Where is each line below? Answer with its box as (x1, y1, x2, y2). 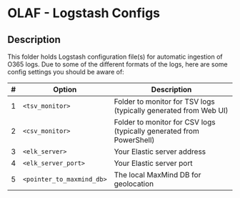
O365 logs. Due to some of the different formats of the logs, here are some (7, 60, 228, 69)
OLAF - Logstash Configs (7, 5, 161, 21)
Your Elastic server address (114, 147, 206, 157)
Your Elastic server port (114, 159, 193, 168)
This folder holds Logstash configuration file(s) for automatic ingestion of (7, 52, 223, 61)
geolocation (114, 179, 154, 189)
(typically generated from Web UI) (114, 106, 229, 115)
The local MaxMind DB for (114, 170, 201, 179)
